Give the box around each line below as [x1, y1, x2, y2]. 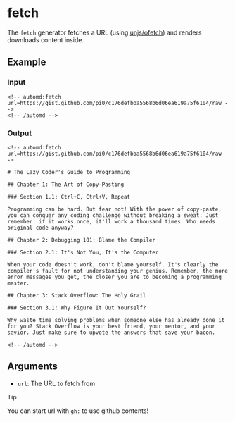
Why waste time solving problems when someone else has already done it [7, 316, 225, 323]
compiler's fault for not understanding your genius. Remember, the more [7, 267, 229, 274]
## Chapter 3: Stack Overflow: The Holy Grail [7, 292, 146, 299]
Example [7, 56, 46, 68]
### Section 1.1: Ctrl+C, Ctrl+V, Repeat [7, 193, 131, 200]
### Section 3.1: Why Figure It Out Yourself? [7, 304, 146, 311]
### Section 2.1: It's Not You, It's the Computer [7, 249, 159, 256]
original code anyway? [7, 224, 74, 231]
